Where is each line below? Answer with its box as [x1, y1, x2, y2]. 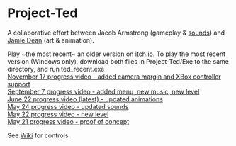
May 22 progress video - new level [7, 110, 109, 118]
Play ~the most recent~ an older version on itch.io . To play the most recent [7, 50, 225, 58]
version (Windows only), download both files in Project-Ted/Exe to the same [7, 57, 229, 65]
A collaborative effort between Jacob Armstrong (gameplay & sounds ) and [7, 28, 225, 37]
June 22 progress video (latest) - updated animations [7, 94, 163, 103]
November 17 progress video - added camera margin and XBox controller [7, 72, 221, 81]
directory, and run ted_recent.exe [7, 64, 105, 73]
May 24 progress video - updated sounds [7, 102, 129, 111]
